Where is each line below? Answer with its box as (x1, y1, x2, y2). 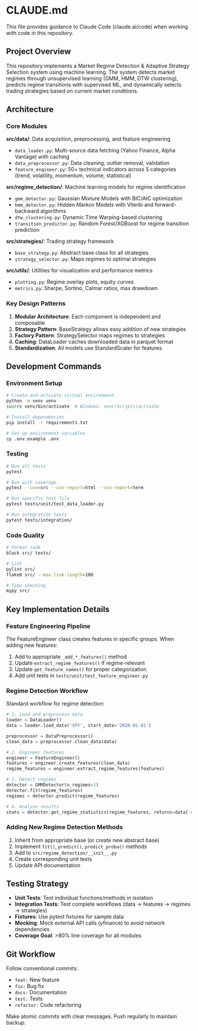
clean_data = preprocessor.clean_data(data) (6, 739, 117, 744)
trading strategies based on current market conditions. (6, 87, 138, 95)
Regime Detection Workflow (6, 687, 88, 695)
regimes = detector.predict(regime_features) (6, 793, 120, 799)
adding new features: (6, 642, 58, 649)
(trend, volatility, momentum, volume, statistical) (14, 172, 131, 179)
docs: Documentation (14, 989, 67, 996)
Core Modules (6, 122, 48, 131)
